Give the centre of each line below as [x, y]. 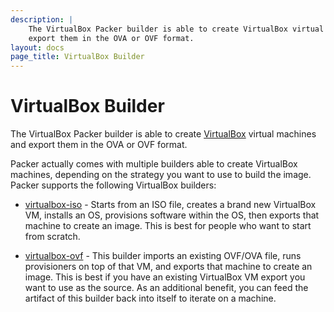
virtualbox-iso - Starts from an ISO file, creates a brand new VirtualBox [170, 205]
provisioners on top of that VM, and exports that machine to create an [168, 267]
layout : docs [37, 47]
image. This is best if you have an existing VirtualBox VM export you [165, 277]
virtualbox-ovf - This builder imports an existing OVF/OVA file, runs [163, 256]
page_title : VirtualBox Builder [77, 57]
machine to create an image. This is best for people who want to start [168, 226]
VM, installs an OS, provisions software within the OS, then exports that [172, 215]
